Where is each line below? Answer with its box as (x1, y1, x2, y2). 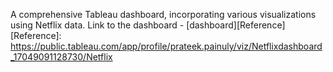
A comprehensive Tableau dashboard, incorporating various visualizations (10, 9, 317, 20)
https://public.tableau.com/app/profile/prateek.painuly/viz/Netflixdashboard (10, 40, 323, 52)
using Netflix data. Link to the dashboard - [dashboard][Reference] (10, 19, 286, 31)
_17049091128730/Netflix (10, 51, 113, 63)
